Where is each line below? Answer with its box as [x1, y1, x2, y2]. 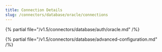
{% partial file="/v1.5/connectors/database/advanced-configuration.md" [5, 36, 158, 42]
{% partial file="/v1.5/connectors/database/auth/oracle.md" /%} [5, 26, 140, 32]
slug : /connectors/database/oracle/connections [5, 12, 109, 17]
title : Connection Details [5, 7, 63, 13]
